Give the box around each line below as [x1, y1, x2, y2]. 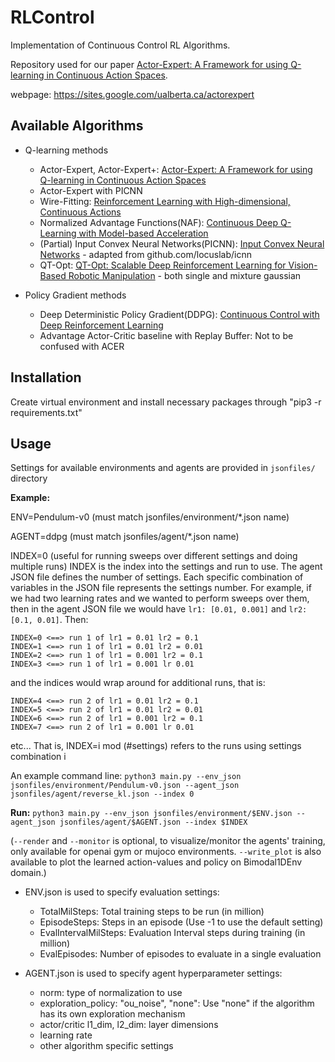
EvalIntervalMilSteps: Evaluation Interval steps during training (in [39, 927, 306, 939]
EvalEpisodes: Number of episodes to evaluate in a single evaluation [39, 948, 322, 960]
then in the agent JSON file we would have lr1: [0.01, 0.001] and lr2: [10, 603, 308, 615]
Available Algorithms [10, 117, 144, 135]
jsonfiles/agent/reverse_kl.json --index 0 [10, 789, 195, 800]
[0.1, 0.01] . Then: [10, 614, 89, 626]
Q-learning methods [24, 144, 109, 156]
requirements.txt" [10, 406, 83, 418]
